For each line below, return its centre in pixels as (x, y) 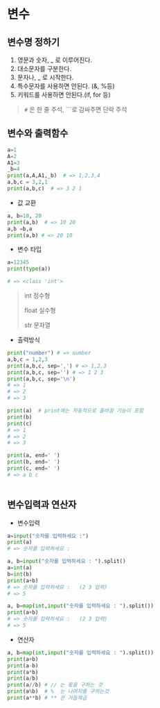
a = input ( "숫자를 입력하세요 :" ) (48, 536)
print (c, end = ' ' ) (34, 469)
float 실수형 (40, 310)
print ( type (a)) (29, 269)
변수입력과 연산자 (42, 505)
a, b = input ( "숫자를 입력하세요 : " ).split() (66, 562)
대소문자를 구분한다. (44, 69)
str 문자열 (37, 325)
